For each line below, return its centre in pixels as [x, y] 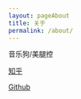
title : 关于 [27, 23]
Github [19, 87]
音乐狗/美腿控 [31, 54]
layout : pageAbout [39, 16]
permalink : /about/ [41, 30]
